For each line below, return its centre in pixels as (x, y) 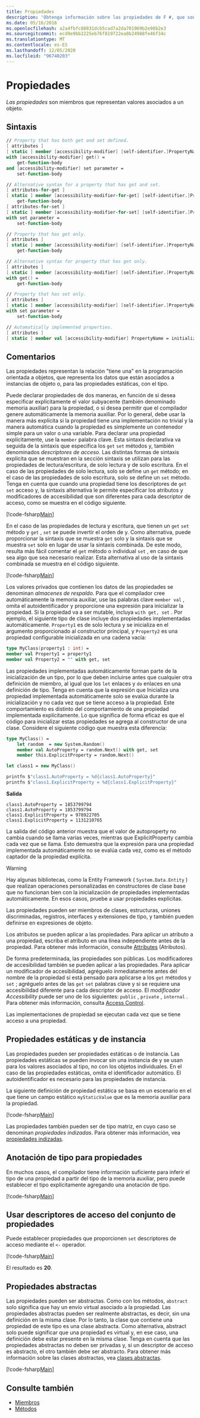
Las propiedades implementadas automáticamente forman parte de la (92, 671)
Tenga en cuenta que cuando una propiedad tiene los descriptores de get (96, 484)
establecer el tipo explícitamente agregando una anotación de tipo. (88, 1185)
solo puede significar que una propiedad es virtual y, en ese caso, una (92, 1333)
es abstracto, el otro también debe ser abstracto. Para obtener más (88, 1351)
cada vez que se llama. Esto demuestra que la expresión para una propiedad (100, 844)
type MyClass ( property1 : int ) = (48, 649)
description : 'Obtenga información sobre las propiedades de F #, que (96, 17)
